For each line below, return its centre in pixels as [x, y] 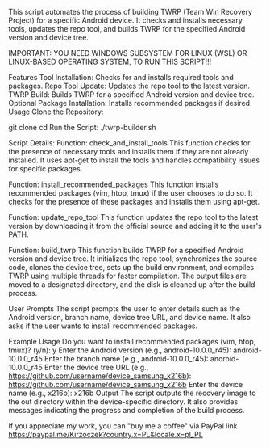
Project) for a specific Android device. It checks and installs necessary [126, 20]
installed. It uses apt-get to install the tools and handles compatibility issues [134, 160]
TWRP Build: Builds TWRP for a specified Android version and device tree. [131, 95]
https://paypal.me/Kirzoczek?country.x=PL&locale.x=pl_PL [106, 434]
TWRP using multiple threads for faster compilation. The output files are [128, 276]
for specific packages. [46, 169]
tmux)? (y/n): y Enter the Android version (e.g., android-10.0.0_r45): [120, 350]
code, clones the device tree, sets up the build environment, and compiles [131, 267]
